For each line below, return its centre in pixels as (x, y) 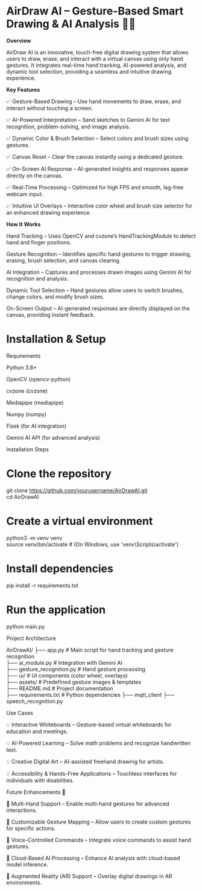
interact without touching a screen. (50, 108)
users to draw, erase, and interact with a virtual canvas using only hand (95, 59)
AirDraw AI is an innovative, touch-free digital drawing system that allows (97, 52)
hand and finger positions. (39, 242)
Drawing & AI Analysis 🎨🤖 (71, 24)
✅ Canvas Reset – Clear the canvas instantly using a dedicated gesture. (95, 157)
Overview (19, 40)
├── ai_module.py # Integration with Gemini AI (64, 662)
